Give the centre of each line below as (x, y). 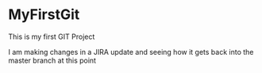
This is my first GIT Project (52, 36)
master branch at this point (52, 60)
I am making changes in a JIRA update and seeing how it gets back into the (131, 52)
